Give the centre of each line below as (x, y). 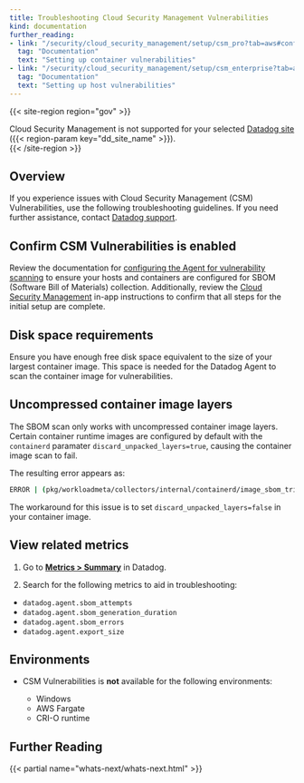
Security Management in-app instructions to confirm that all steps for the (146, 297)
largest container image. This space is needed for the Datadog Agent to (143, 367)
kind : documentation (48, 26)
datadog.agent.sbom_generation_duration (100, 612)
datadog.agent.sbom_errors (73, 622)
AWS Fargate (61, 709)
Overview (38, 176)
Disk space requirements (81, 335)
